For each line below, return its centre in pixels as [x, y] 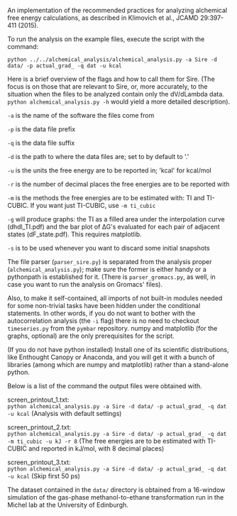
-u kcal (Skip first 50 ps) [44, 476]
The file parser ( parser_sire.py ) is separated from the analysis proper [110, 262]
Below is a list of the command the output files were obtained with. [105, 386]
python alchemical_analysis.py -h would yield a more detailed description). [119, 101]
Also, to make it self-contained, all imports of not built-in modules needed [115, 298]
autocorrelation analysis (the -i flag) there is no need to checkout [104, 321]
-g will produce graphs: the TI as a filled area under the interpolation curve [116, 219]
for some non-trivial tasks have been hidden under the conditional [104, 306]
